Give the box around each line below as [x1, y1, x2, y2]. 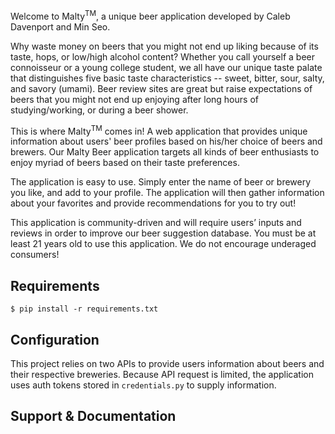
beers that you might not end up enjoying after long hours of [10, 93, 259, 105]
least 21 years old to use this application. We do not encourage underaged [10, 238, 317, 250]
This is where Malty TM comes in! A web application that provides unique [10, 123, 308, 137]
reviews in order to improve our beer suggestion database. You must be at [10, 227, 317, 239]
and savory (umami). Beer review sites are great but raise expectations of [10, 82, 313, 94]
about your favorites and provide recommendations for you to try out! [10, 197, 297, 209]
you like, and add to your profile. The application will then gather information [10, 187, 325, 199]
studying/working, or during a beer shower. [10, 104, 189, 116]
